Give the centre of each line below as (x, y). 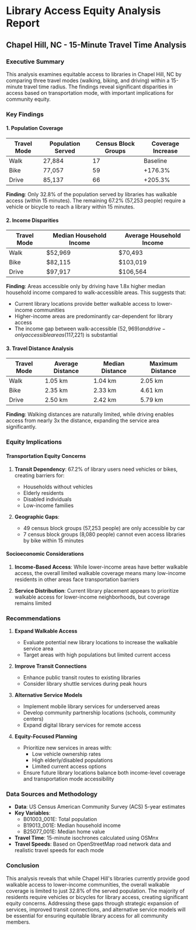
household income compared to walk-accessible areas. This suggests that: (96, 293)
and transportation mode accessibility (69, 779)
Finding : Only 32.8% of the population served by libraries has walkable (92, 194)
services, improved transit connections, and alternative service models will (96, 910)
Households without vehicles (58, 487)
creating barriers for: (39, 475)
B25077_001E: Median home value (64, 832)
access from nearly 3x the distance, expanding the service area (83, 420)
